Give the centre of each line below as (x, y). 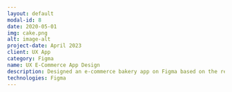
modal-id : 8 (24, 20)
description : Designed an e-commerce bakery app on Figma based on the (112, 71)
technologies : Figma (37, 78)
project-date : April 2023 (44, 46)
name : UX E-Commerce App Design (54, 65)
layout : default (30, 13)
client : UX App (29, 53)
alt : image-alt (29, 39)
